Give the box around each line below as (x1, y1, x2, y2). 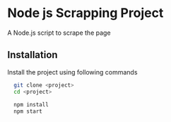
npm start (13, 108, 42, 115)
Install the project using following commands (7, 67, 138, 76)
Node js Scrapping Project (7, 5, 164, 21)
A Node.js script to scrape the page (7, 28, 111, 37)
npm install (13, 101, 49, 109)
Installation (7, 49, 58, 61)
